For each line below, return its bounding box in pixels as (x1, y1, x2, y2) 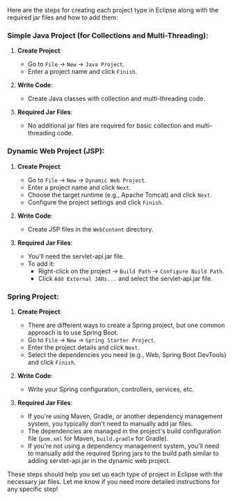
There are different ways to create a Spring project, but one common (27, 321, 225, 329)
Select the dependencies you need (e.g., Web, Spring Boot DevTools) (27, 350, 227, 358)
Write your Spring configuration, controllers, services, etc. (27, 385, 195, 393)
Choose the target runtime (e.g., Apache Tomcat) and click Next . (27, 190, 212, 199)
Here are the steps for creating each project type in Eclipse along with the (7, 6, 219, 14)
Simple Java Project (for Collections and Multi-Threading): (7, 31, 209, 40)
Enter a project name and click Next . (27, 183, 131, 191)
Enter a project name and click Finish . (27, 68, 138, 76)
